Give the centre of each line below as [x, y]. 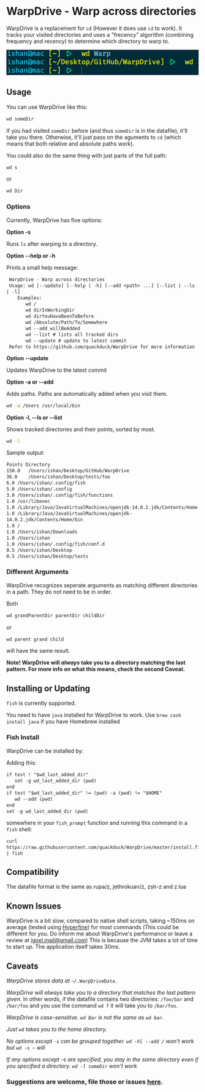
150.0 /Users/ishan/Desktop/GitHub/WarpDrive [68, 471]
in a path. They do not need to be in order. [59, 592]
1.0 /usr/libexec [28, 502]
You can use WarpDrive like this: [47, 107]
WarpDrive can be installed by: [45, 751]
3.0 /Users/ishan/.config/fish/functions [60, 496]
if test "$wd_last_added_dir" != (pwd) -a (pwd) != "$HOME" [85, 793]
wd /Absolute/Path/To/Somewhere [67, 322]
